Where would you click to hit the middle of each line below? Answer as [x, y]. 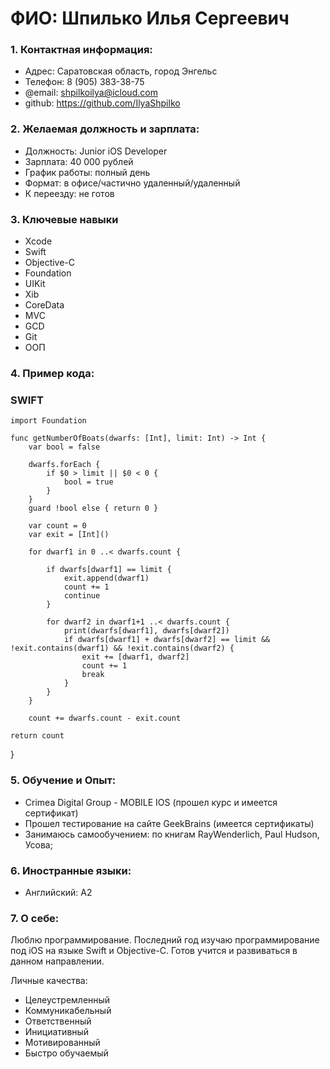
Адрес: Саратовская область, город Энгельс [121, 71]
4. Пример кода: [52, 373]
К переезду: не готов [69, 193]
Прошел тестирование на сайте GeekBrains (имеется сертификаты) [169, 823]
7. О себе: [35, 918]
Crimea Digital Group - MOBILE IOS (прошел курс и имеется [151, 802]
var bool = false [64, 447]
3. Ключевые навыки [64, 219]
